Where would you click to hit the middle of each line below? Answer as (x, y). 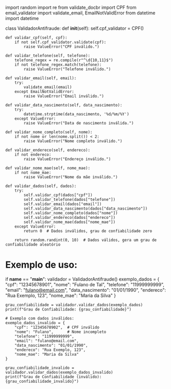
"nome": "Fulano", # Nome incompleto (60, 332)
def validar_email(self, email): (41, 78)
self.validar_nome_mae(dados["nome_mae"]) (70, 222)
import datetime (22, 18)
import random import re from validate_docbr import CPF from (71, 7)
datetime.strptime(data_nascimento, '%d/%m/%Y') (77, 114)
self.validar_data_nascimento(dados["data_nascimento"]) (85, 209)
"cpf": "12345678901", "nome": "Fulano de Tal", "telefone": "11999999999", (85, 284)
